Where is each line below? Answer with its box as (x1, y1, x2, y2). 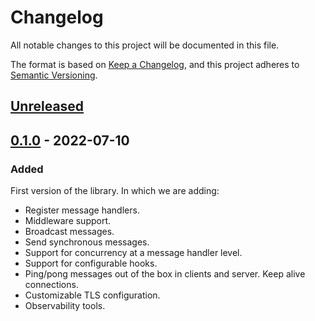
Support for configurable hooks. (24, 257, 158, 270)
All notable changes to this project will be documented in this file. (10, 39, 280, 51)
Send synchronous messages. (24, 236, 150, 248)
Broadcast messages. (24, 226, 115, 238)
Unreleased (10, 98, 85, 115)
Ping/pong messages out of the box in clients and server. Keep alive (24, 268, 306, 280)
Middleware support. (24, 215, 112, 227)
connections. (24, 279, 79, 291)
